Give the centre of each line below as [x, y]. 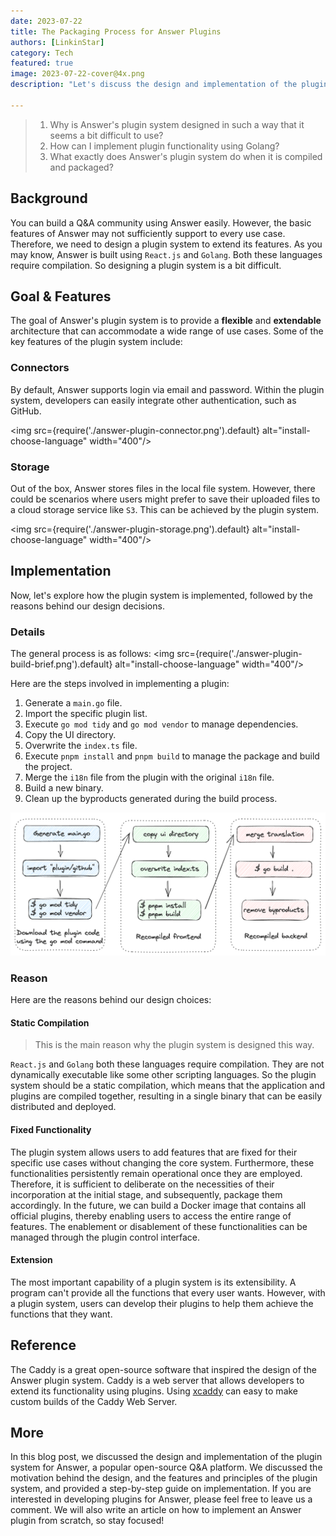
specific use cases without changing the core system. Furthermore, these [162, 1162]
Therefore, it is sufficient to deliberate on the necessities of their [142, 1184]
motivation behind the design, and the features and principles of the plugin [164, 1478]
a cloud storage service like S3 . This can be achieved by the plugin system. [164, 509]
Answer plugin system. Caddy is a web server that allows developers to [157, 1380]
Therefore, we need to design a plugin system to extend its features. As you [166, 244]
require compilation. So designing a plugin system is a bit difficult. [146, 265]
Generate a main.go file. [73, 703]
